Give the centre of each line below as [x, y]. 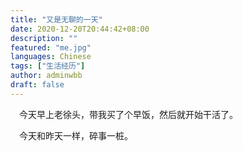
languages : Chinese [51, 57]
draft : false [37, 85]
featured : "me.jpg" [51, 47]
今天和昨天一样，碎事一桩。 [76, 135]
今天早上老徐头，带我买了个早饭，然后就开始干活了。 [128, 114]
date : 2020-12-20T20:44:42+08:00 [80, 29]
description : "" [44, 38]
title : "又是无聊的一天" [56, 19]
